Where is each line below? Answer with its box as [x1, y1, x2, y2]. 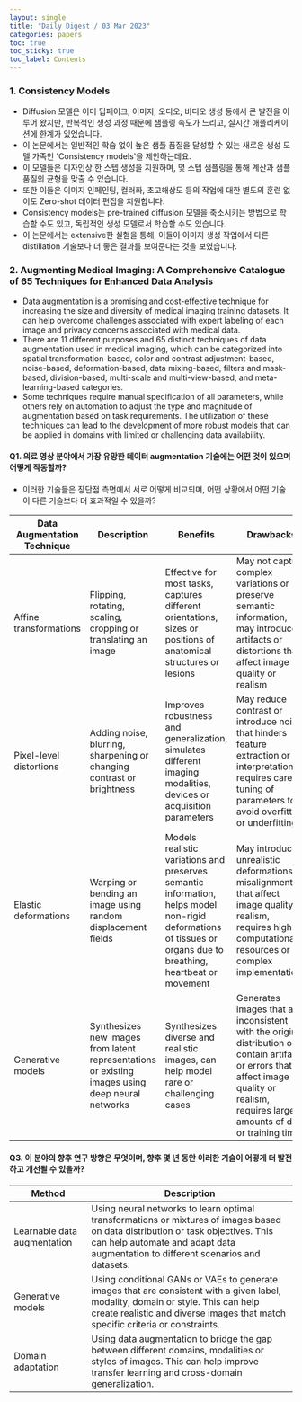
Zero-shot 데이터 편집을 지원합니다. [39, 196, 165, 207]
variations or [236, 577, 289, 590]
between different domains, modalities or [91, 1344, 265, 1356]
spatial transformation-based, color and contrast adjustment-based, [22, 352, 275, 364]
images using [89, 1076, 147, 1088]
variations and [164, 853, 226, 865]
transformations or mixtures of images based [91, 1214, 281, 1226]
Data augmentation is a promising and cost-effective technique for [22, 296, 269, 306]
